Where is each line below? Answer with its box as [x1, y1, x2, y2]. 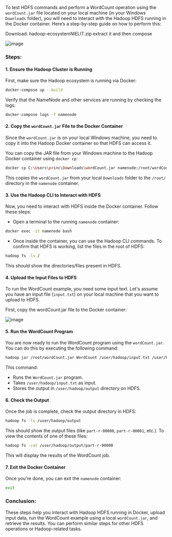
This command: [5, 365, 38, 371]
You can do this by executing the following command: [5, 345, 119, 351]
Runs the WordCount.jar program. [12, 374, 83, 380]
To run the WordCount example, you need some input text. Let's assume [5, 286, 158, 292]
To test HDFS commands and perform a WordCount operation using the [5, 5, 157, 10]
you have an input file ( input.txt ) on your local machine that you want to [5, 291, 159, 297]
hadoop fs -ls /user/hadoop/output [5, 418, 81, 424]
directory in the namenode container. [5, 180, 79, 186]
